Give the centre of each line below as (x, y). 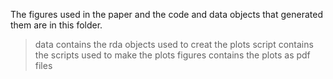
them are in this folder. (56, 25)
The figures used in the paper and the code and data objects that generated (166, 14)
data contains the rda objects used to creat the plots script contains (174, 44)
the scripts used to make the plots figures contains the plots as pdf (172, 55)
